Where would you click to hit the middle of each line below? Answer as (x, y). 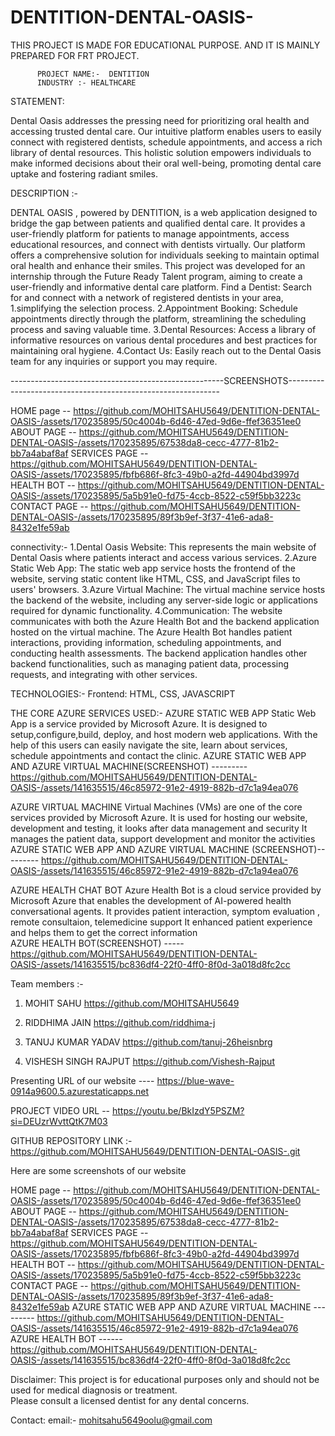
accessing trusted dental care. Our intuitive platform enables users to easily (166, 131)
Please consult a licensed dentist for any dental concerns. (130, 1400)
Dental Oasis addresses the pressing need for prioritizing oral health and (160, 120)
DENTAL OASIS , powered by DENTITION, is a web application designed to (164, 212)
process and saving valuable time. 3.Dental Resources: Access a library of (163, 329)
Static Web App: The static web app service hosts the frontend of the (153, 568)
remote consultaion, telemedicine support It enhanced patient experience (161, 922)
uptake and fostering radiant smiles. (84, 173)
